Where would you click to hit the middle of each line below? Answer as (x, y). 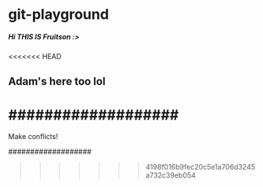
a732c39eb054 (171, 175)
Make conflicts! (33, 137)
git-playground (58, 15)
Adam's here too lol (57, 81)
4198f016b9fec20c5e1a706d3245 (200, 167)
